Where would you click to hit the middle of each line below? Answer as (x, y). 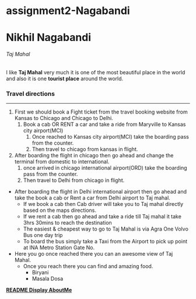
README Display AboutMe (39, 290)
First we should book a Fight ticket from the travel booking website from (101, 112)
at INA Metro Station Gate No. (59, 248)
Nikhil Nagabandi (49, 38)
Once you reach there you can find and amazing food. (88, 266)
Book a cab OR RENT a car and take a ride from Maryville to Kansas (104, 124)
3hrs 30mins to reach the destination (67, 222)
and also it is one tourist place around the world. (65, 78)
